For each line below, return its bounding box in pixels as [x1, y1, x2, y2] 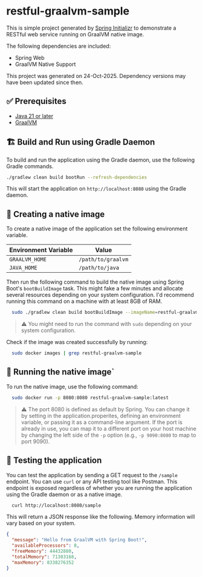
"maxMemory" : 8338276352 [11, 559, 74, 566]
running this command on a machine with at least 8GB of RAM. [6, 298, 163, 305]
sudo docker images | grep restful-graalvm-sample [11, 350, 142, 356]
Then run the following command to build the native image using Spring [6, 278, 184, 285]
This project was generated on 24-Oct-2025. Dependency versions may [6, 72, 186, 79]
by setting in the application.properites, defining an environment [21, 412, 181, 419]
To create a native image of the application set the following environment [6, 225, 188, 232]
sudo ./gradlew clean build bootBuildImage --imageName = [11, 310, 158, 316]
